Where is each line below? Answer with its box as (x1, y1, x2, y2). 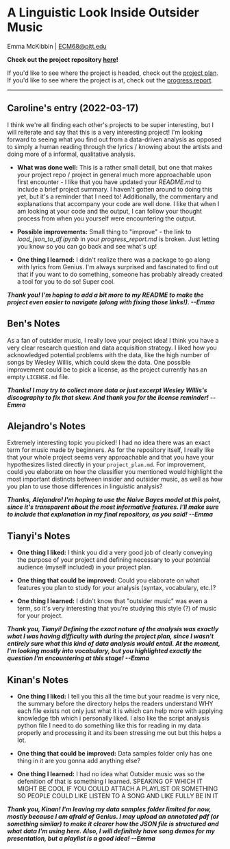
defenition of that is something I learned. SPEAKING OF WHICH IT (16, 778, 203, 785)
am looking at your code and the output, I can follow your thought (16, 207, 202, 215)
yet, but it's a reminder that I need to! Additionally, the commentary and (16, 192, 218, 201)
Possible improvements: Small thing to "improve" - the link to (16, 227, 192, 236)
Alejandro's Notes (7, 420, 86, 432)
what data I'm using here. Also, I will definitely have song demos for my (7, 827, 216, 835)
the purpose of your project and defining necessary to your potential (16, 556, 211, 564)
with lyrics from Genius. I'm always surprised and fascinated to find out (16, 262, 218, 271)
